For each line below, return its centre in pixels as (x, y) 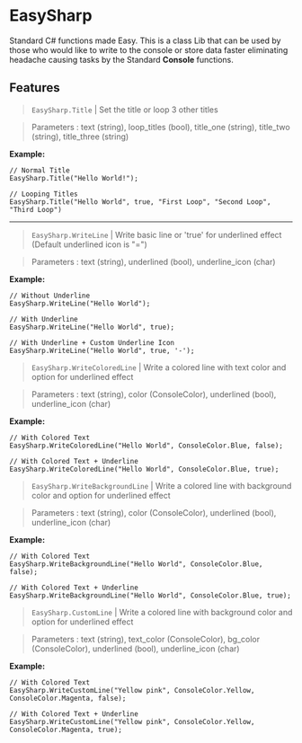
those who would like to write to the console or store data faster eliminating (149, 49)
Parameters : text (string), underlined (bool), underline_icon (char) (153, 261)
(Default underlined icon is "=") (89, 244)
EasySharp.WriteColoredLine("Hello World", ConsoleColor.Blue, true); (144, 469)
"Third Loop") (36, 209)
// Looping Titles (44, 194)
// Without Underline (50, 296)
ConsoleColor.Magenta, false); (68, 698)
